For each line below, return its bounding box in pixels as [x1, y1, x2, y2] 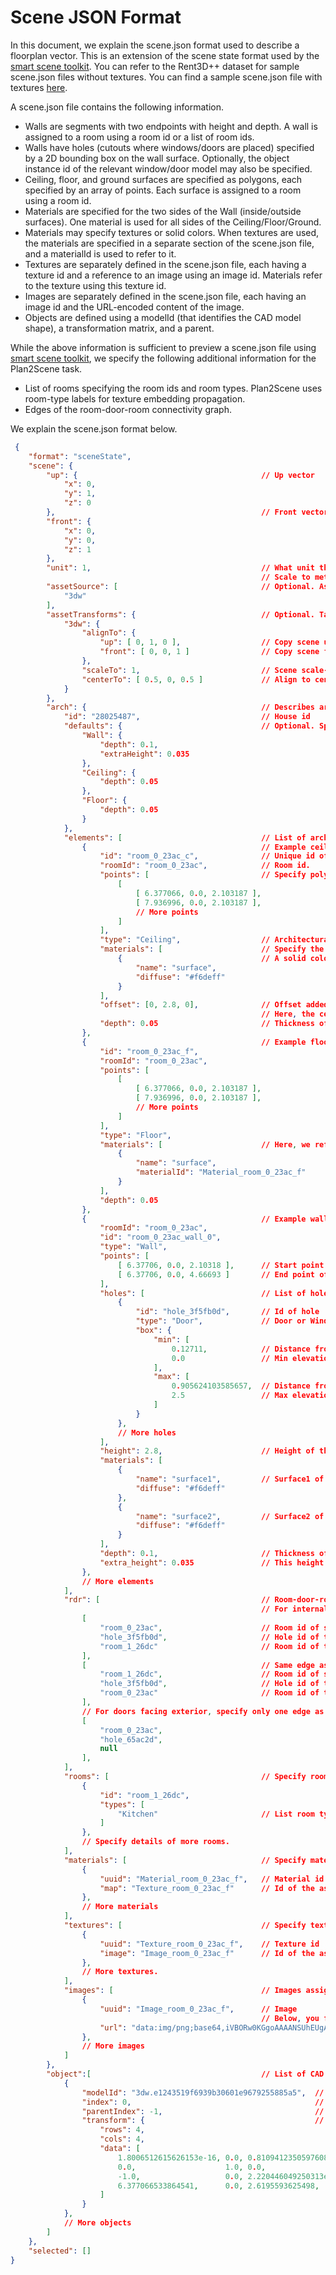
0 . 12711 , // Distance [171, 1344, 311, 1354]
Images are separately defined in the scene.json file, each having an [24, 290, 307, 302]
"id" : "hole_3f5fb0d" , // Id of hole [135, 1307, 320, 1317]
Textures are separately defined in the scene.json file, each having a [24, 258, 307, 270]
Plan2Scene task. [10, 362, 83, 375]
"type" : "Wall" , [99, 1242, 168, 1252]
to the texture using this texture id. [24, 279, 167, 291]
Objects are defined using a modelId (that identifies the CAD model [24, 311, 302, 323]
